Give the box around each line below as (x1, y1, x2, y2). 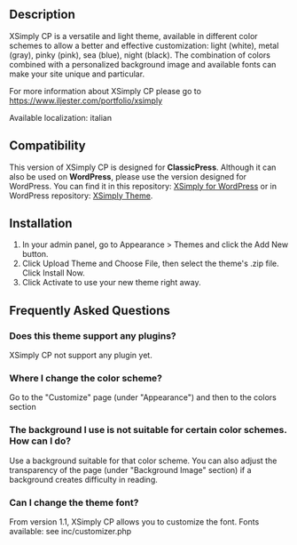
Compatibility (9, 138, 86, 154)
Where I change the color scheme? (9, 373, 162, 385)
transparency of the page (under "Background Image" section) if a (9, 464, 252, 475)
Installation (9, 216, 73, 231)
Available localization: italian (9, 112, 113, 123)
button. (21, 249, 49, 260)
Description (9, 7, 75, 22)
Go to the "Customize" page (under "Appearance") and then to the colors (9, 392, 277, 403)
